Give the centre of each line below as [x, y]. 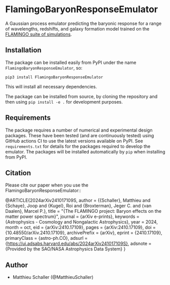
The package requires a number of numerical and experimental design [79, 130]
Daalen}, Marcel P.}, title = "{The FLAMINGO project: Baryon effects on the [83, 211]
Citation [18, 173]
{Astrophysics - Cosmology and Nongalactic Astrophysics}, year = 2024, [82, 222]
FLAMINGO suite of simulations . [39, 34]
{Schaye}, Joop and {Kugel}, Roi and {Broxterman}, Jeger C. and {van [78, 206]
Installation [23, 50]
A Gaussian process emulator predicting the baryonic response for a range [83, 23]
